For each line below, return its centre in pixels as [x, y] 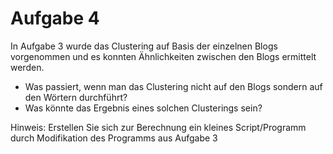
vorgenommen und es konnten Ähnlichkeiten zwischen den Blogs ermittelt [163, 56]
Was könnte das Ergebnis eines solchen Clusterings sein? [143, 108]
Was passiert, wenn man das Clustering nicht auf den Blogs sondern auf [173, 86]
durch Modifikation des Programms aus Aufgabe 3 [114, 138]
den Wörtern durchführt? [76, 97]
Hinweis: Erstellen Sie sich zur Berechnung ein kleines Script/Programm [158, 127]
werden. [27, 67]
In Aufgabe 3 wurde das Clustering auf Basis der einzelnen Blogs [144, 46]
